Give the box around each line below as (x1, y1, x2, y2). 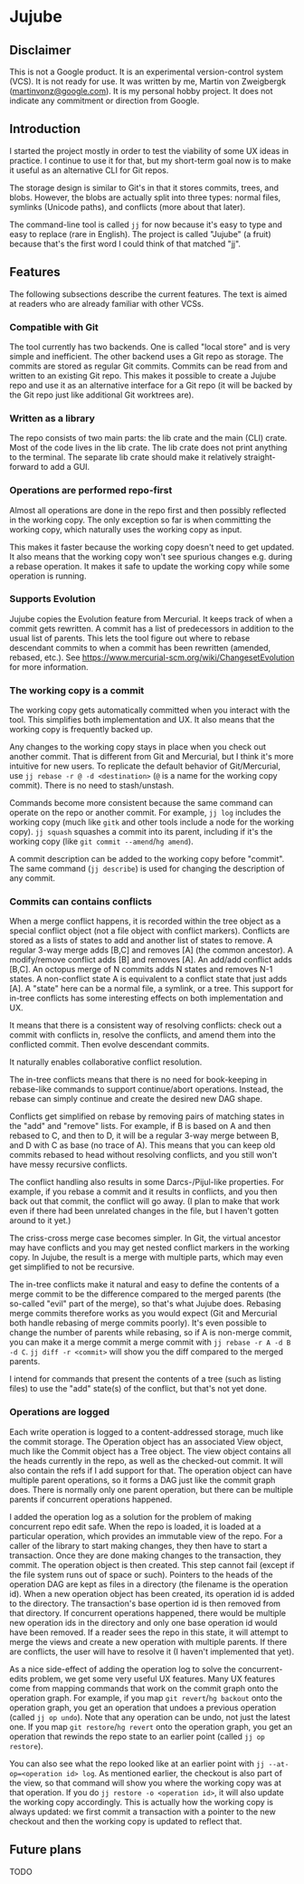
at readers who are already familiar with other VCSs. (9, 298, 204, 309)
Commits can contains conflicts (9, 895, 152, 908)
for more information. (9, 661, 89, 672)
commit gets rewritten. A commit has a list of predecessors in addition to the (9, 623, 294, 634)
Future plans (9, 1842, 81, 1858)
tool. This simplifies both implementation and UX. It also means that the (9, 714, 275, 725)
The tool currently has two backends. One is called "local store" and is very (9, 341, 291, 352)
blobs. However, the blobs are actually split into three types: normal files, (9, 192, 281, 203)
